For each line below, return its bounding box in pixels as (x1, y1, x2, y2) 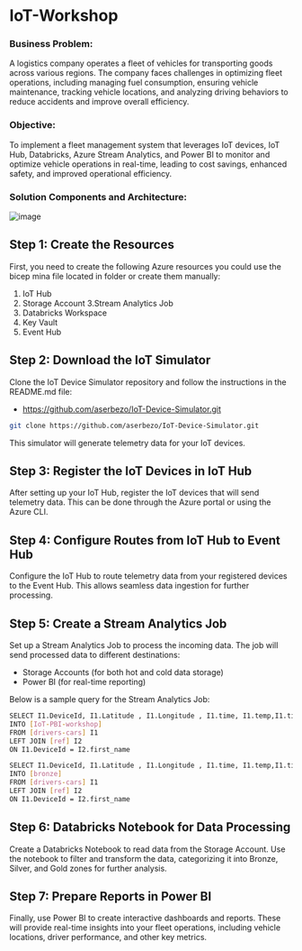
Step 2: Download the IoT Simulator (9, 352, 211, 368)
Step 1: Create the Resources (9, 237, 175, 252)
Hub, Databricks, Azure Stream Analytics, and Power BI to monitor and (9, 149, 271, 160)
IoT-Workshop (9, 5, 119, 26)
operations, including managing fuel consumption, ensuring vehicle (9, 78, 259, 88)
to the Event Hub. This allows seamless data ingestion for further (9, 581, 250, 591)
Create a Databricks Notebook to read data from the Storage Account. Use (9, 844, 286, 855)
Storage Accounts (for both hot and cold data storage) (22, 667, 225, 678)
